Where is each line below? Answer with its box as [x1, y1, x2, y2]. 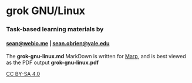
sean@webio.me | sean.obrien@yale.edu [6, 39, 110, 47]
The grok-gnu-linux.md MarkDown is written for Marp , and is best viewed [6, 53, 186, 60]
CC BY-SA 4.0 [6, 71, 41, 78]
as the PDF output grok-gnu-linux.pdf [6, 59, 99, 66]
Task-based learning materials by [6, 25, 104, 34]
